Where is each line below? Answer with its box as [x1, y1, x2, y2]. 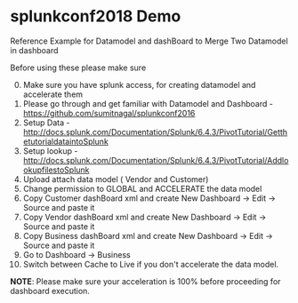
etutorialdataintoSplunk [22, 136, 109, 147]
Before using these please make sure [10, 62, 147, 73]
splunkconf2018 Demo [10, 6, 181, 27]
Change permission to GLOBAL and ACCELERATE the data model [22, 183, 262, 194]
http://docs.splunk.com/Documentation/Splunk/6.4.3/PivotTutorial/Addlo [22, 155, 289, 165]
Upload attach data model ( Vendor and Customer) [22, 173, 209, 184]
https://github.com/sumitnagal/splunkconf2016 [22, 108, 196, 118]
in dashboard [10, 44, 59, 55]
